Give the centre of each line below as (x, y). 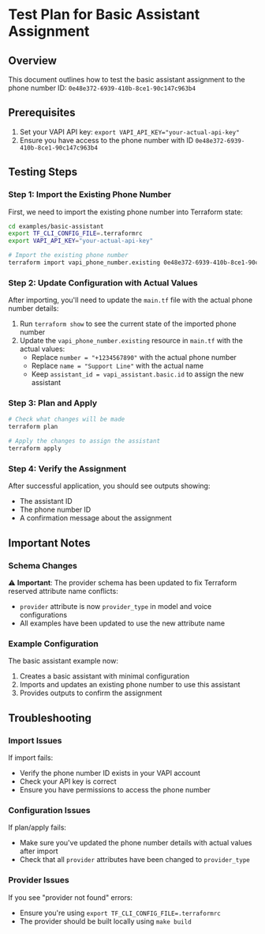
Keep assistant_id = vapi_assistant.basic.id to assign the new (138, 374)
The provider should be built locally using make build (105, 921)
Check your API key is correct (68, 781)
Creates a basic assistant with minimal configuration (105, 676)
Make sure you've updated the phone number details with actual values (136, 843)
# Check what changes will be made (67, 420)
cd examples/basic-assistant (56, 226)
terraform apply (35, 448)
